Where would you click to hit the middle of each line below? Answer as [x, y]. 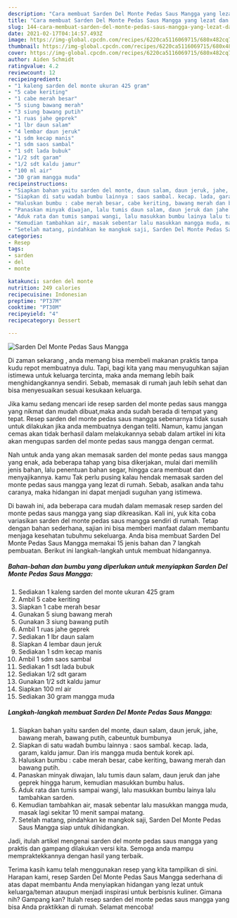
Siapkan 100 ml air [45, 689]
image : [18, 40]
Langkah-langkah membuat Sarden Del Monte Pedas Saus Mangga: [110, 712]
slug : [16, 27]
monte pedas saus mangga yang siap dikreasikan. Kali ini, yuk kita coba [112, 513]
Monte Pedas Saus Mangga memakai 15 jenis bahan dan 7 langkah [104, 543]
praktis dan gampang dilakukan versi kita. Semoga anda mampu [101, 848]
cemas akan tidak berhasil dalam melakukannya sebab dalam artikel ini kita [117, 434]
